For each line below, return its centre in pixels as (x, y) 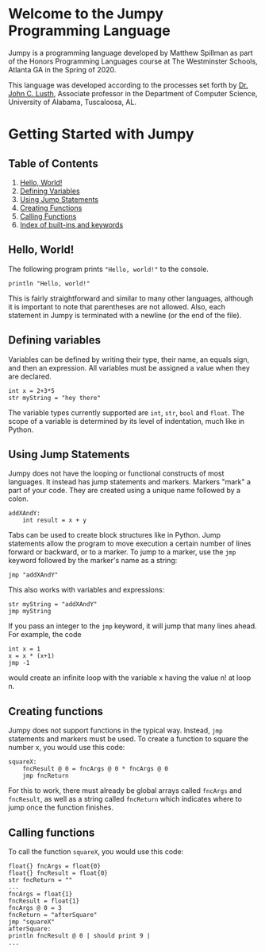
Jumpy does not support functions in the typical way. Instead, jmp (116, 731)
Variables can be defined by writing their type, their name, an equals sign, (129, 359)
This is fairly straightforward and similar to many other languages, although (131, 298)
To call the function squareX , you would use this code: (96, 851)
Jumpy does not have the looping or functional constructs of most (116, 473)
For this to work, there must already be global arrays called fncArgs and (125, 791)
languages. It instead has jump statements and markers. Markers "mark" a (130, 482)
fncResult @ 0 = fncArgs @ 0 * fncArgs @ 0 (96, 769)
